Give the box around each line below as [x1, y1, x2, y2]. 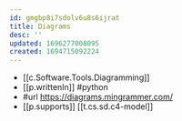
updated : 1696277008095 [9, 38, 100, 48]
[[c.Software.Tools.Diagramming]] [22, 72, 150, 83]
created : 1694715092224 [9, 47, 100, 56]
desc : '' [9, 30, 43, 39]
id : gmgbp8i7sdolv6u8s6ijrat [9, 13, 120, 23]
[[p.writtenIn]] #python [22, 82, 109, 93]
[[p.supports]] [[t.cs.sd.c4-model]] [22, 101, 154, 112]
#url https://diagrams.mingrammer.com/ [22, 92, 173, 103]
